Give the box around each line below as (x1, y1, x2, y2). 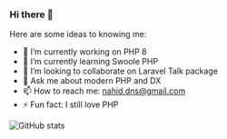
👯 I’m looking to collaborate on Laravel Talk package (22, 65, 218, 76)
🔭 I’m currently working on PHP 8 (22, 46, 147, 57)
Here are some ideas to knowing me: (9, 29, 147, 40)
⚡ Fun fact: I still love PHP (22, 99, 119, 110)
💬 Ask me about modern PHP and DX (22, 75, 162, 86)
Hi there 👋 (9, 8, 54, 21)
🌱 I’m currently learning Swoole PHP (22, 56, 159, 67)
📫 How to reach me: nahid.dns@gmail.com (22, 85, 186, 96)
